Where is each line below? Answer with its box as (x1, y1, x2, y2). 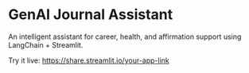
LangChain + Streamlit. (8, 40, 84, 49)
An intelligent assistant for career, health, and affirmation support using (8, 32, 242, 41)
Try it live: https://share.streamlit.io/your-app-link (8, 56, 169, 65)
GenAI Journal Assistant (8, 6, 173, 24)
